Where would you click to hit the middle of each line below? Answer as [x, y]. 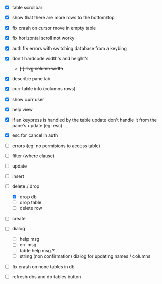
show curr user [28, 99]
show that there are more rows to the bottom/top [63, 18]
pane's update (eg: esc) [37, 125]
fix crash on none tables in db [43, 266]
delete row [31, 208]
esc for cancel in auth [35, 135]
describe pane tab [31, 79]
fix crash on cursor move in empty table [54, 28]
